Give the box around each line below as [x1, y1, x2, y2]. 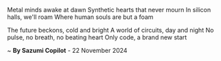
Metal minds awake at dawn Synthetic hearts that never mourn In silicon [7, 6, 211, 14]
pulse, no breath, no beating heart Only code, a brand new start [7, 33, 187, 41]
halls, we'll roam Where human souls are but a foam [7, 13, 154, 21]
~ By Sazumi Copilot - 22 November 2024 [7, 47, 128, 54]
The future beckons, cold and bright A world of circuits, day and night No [7, 26, 214, 34]
